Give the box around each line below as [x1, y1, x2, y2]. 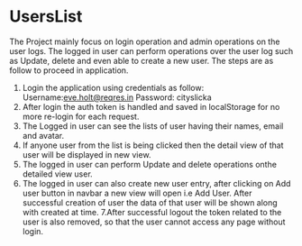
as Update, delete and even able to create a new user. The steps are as [9, 55, 274, 66]
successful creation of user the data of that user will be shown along [22, 196, 278, 208]
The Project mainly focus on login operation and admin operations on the [9, 36, 280, 47]
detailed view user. [22, 169, 93, 179]
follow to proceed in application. [9, 65, 129, 76]
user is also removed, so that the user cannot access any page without [22, 216, 286, 227]
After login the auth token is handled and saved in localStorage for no [22, 101, 280, 112]
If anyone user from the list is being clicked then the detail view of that [22, 140, 284, 150]
